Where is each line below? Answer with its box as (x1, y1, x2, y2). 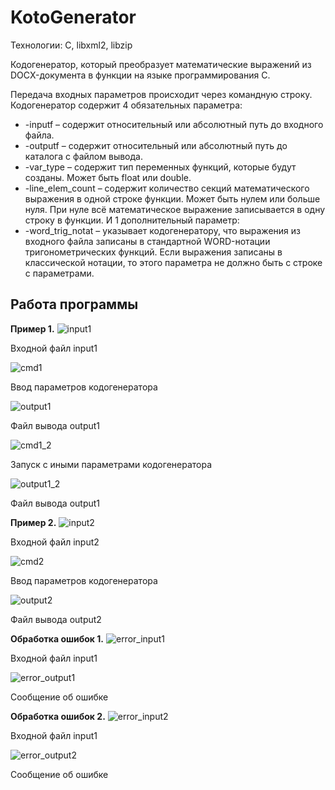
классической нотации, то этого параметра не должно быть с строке (24, 256, 323, 268)
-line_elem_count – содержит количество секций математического (24, 182, 310, 194)
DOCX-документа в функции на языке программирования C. (10, 69, 271, 81)
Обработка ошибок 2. (10, 710, 106, 722)
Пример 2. (10, 516, 57, 528)
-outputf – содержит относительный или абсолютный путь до (24, 139, 288, 151)
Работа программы (10, 296, 139, 313)
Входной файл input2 (10, 536, 100, 548)
